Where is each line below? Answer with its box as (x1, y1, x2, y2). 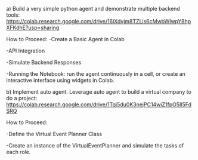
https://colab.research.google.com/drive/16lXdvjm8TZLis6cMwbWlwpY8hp (6, 18, 191, 24)
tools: (6, 11, 20, 19)
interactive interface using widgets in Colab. (6, 77, 115, 84)
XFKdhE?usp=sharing (6, 24, 60, 31)
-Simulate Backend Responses (6, 59, 82, 66)
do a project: (6, 95, 38, 101)
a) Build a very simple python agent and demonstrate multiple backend (6, 5, 180, 12)
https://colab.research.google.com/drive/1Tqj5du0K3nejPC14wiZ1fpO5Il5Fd (6, 101, 192, 108)
